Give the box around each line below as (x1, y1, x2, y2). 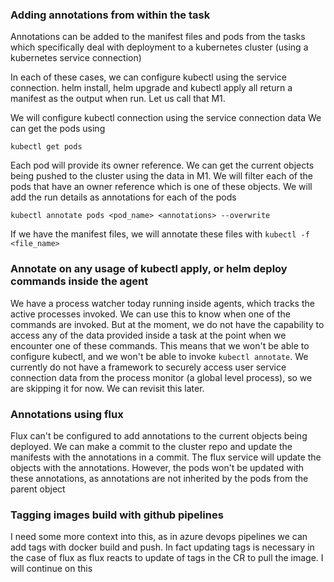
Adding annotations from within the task (10, 8, 211, 22)
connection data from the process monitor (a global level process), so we (10, 371, 313, 383)
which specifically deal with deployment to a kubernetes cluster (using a (10, 41, 309, 53)
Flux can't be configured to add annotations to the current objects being (10, 429, 308, 442)
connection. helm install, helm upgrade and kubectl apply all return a (10, 82, 293, 94)
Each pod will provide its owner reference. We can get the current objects (10, 159, 315, 172)
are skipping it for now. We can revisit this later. (10, 382, 205, 394)
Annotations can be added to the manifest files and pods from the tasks (10, 31, 306, 43)
